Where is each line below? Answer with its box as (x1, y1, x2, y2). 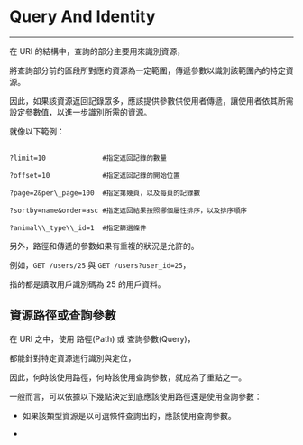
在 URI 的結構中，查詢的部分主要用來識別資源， (9, 45, 186, 56)
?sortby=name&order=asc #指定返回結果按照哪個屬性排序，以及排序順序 (9, 206, 248, 215)
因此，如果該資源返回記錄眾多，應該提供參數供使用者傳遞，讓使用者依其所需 (9, 95, 294, 106)
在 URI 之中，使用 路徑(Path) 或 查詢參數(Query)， (9, 333, 196, 344)
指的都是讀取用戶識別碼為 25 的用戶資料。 (9, 278, 166, 290)
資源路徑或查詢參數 (9, 308, 116, 323)
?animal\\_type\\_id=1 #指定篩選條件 (9, 223, 147, 232)
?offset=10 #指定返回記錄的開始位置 (9, 171, 180, 180)
